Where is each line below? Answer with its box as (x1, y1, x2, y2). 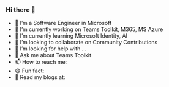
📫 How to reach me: (14, 58, 67, 66)
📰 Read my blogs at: (14, 74, 66, 81)
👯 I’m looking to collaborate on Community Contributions (14, 39, 158, 46)
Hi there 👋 (6, 5, 36, 14)
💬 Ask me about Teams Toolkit (14, 52, 92, 59)
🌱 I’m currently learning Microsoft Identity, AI (14, 32, 128, 40)
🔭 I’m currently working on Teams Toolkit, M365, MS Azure (14, 26, 163, 33)
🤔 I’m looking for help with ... (14, 45, 87, 52)
